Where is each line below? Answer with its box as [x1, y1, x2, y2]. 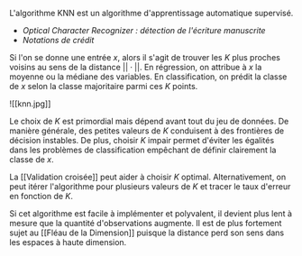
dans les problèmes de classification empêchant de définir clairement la [9, 144, 277, 155]
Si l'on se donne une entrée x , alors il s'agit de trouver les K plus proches [9, 52, 281, 62]
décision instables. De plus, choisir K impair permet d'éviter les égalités [9, 135, 275, 145]
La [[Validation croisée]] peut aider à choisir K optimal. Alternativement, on [9, 171, 287, 182]
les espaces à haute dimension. [9, 237, 127, 247]
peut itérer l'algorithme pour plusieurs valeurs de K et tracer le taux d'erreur [9, 181, 291, 192]
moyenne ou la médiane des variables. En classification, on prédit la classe [9, 71, 288, 82]
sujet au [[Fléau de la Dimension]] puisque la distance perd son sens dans [9, 227, 285, 238]
